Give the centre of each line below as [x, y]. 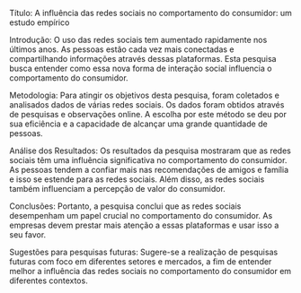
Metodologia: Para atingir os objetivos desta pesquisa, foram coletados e [145, 95]
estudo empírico [40, 22]
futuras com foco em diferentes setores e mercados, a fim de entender [141, 262]
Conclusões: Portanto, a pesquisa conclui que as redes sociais [125, 206]
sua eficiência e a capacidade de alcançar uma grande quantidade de [138, 124]
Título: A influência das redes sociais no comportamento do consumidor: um [150, 13]
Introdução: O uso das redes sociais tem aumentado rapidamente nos [138, 40]
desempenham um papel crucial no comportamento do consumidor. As [141, 215]
